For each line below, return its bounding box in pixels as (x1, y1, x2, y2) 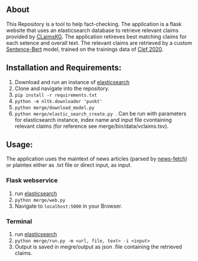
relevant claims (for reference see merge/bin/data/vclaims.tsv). (14, 123, 169, 130)
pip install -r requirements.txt (14, 92, 98, 98)
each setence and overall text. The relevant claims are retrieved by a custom (6, 39, 193, 46)
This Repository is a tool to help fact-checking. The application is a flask (6, 20, 182, 27)
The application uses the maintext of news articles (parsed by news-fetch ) (6, 155, 188, 162)
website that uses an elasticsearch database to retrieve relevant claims (6, 27, 179, 34)
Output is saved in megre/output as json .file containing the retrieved (14, 243, 182, 250)
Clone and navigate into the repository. (14, 85, 109, 92)
